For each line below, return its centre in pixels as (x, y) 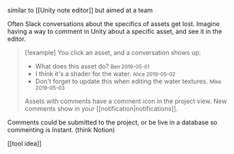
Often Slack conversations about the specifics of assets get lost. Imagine (114, 24)
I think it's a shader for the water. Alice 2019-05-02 (105, 74)
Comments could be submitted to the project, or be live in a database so (112, 122)
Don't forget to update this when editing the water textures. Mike (128, 81)
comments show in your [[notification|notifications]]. (101, 108)
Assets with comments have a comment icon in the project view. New (126, 101)
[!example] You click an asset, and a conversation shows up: (113, 53)
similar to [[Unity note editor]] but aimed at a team (80, 10)
